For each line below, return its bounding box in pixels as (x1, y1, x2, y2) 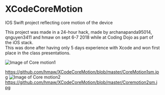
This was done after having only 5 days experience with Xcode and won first (5, 45, 160, 50)
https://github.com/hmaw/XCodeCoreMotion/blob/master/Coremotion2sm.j (5, 79, 158, 85)
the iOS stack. (5, 39, 33, 45)
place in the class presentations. (5, 50, 71, 56)
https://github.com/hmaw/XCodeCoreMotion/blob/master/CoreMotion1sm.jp (5, 69, 160, 74)
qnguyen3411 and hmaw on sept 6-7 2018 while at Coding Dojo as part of (5, 34, 154, 40)
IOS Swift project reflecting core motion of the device (5, 20, 113, 25)
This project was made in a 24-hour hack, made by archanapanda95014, (5, 29, 152, 35)
